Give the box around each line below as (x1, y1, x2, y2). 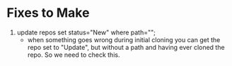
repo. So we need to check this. (27, 51, 120, 59)
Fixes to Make (6, 5, 90, 21)
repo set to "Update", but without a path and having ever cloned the (27, 43, 225, 51)
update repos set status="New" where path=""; (16, 28, 156, 37)
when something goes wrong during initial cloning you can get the (27, 35, 221, 44)
